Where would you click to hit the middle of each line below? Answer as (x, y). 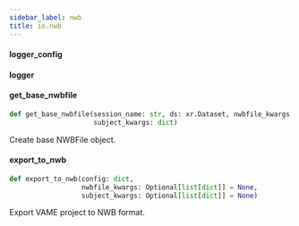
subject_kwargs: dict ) (136, 122)
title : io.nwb (36, 26)
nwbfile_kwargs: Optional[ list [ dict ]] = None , (169, 187)
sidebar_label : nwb (46, 17)
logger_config (36, 54)
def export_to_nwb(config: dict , (72, 179)
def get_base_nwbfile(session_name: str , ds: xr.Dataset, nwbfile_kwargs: (152, 114)
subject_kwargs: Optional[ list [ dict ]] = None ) (169, 196)
